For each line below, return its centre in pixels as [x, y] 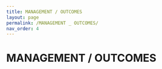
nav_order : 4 [23, 28]
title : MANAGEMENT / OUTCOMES [44, 12]
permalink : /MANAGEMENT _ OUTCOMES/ [52, 23]
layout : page [23, 17]
